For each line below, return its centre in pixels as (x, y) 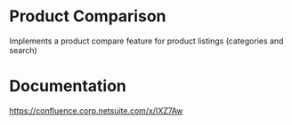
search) (23, 50)
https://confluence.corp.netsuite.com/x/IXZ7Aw (96, 110)
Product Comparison (88, 16)
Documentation (68, 86)
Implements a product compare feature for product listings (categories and (146, 41)
